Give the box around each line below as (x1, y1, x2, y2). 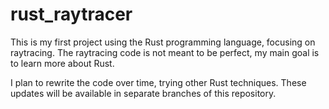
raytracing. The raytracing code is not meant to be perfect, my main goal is (10, 46, 320, 58)
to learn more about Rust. (10, 57, 115, 69)
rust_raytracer (10, 3, 133, 26)
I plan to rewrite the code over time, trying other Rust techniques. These (10, 76, 307, 88)
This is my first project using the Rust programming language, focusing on (10, 36, 316, 48)
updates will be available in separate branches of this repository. (10, 87, 277, 99)
